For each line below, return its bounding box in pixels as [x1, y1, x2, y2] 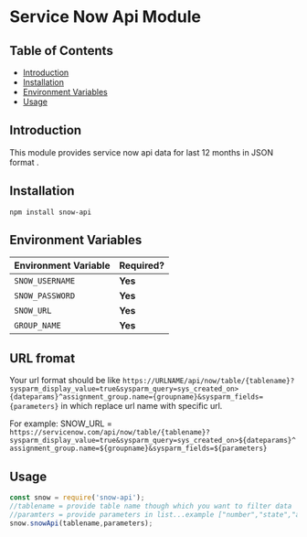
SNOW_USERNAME [14, 276, 76, 286]
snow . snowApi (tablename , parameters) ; [9, 519, 153, 528]
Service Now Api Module [9, 6, 201, 27]
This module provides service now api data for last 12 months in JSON [9, 146, 274, 157]
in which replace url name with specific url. [60, 401, 223, 412]
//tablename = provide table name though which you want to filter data [9, 501, 292, 510]
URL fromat [9, 350, 76, 366]
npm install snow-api [9, 208, 92, 217]
